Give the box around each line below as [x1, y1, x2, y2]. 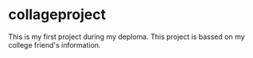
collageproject [8, 6, 106, 24]
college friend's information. [8, 40, 101, 49]
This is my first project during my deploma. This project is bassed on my [8, 32, 245, 41]
